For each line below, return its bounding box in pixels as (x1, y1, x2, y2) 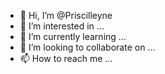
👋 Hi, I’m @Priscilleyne (19, 10, 113, 21)
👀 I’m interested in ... (19, 20, 105, 32)
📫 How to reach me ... (19, 53, 113, 64)
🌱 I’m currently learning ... (19, 31, 127, 42)
